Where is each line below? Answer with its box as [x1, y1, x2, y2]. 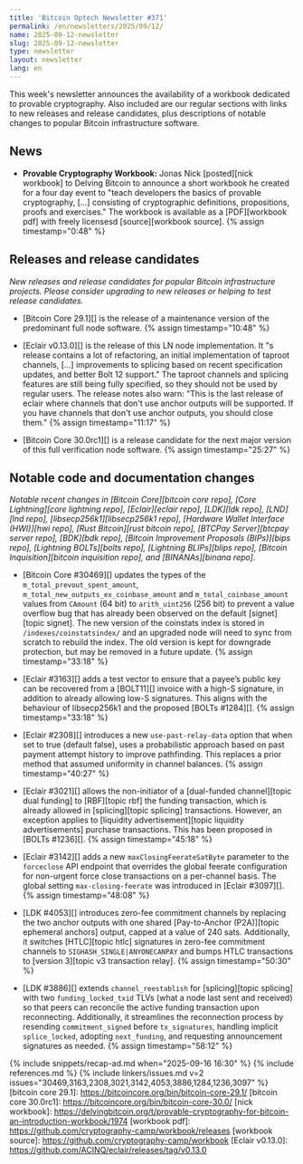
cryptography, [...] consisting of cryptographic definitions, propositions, [22, 197, 289, 207]
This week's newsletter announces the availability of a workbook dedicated [9, 88, 290, 100]
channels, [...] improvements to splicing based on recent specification [22, 359, 283, 370]
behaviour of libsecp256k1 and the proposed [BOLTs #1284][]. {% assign [22, 703, 295, 714]
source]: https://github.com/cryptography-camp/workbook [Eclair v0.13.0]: [9, 1135, 288, 1146]
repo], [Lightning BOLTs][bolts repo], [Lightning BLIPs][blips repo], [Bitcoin [9, 543, 288, 553]
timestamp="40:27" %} [22, 768, 110, 779]
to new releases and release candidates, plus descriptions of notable [9, 108, 267, 119]
